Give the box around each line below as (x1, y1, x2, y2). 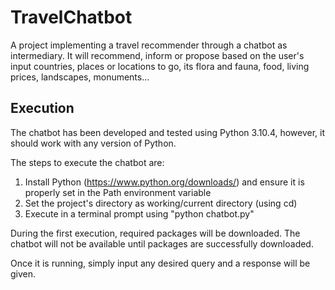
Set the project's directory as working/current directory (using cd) (24, 197, 298, 209)
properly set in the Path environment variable (24, 186, 212, 198)
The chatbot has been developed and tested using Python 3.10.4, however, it (10, 126, 326, 138)
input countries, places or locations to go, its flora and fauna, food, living (10, 60, 310, 72)
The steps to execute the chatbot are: (10, 156, 165, 168)
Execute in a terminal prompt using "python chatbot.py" (24, 207, 255, 220)
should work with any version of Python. (10, 137, 177, 149)
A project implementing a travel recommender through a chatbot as (10, 39, 288, 51)
